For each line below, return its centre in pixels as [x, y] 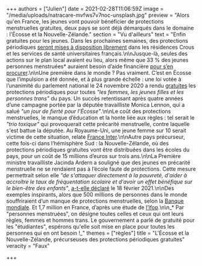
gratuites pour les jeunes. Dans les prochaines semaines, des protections [97, 41]
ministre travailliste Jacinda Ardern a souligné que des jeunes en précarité [98, 163]
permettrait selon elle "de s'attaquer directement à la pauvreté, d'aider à [97, 175]
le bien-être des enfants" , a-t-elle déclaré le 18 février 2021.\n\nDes [90, 188]
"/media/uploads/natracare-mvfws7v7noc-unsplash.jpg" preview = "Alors [98, 15]
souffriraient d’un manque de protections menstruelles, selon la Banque [95, 201]
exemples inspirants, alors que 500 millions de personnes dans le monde [97, 195]
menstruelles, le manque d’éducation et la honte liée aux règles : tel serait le [100, 118]
